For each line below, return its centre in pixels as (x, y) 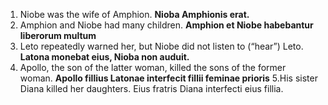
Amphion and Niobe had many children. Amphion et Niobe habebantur (166, 25)
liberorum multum (58, 35)
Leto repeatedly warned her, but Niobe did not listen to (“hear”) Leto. (161, 46)
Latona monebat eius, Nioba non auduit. (104, 57)
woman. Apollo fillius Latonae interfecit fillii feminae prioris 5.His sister (168, 78)
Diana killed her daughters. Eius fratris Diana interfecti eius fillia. (151, 88)
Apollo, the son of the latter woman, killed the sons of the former (153, 67)
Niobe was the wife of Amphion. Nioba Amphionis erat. (134, 14)
